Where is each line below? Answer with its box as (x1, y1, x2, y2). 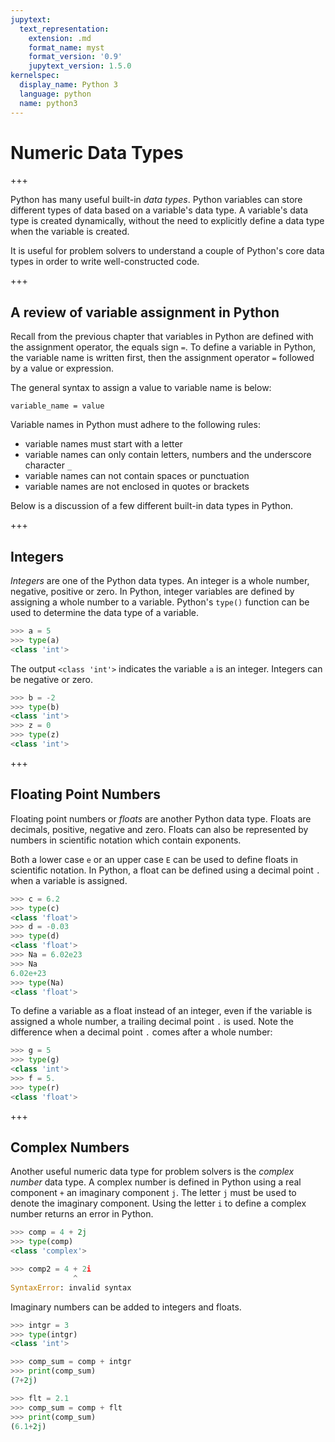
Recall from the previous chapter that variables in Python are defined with (10, 331, 314, 343)
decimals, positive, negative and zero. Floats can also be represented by (10, 823, 309, 835)
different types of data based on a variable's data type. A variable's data (10, 204, 309, 216)
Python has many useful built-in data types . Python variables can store (10, 194, 303, 206)
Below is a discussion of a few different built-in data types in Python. (10, 500, 294, 512)
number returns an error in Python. (10, 1208, 154, 1220)
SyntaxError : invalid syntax (10, 1282, 132, 1293)
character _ (24, 459, 73, 471)
